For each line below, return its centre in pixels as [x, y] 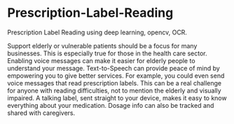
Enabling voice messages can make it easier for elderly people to [101, 60]
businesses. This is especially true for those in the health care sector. [107, 53]
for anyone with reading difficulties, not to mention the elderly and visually [115, 90]
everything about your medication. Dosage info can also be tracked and [111, 105]
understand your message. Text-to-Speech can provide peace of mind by [114, 68]
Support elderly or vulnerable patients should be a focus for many [102, 46]
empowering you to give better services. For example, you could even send [116, 76]
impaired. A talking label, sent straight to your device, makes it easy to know [117, 98]
